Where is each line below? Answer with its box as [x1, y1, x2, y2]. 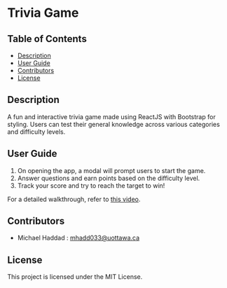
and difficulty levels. [7, 128, 66, 136]
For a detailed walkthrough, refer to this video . [7, 195, 141, 203]
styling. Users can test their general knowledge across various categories [7, 120, 221, 128]
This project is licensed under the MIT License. [7, 273, 143, 281]
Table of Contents [7, 33, 88, 45]
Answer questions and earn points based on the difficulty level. [17, 174, 200, 182]
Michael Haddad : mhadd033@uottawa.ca [17, 233, 140, 242]
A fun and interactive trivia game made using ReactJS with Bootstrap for [7, 112, 216, 121]
